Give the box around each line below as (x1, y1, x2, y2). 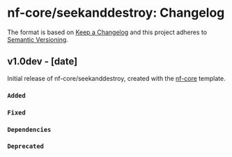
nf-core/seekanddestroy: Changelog (7, 5, 225, 21)
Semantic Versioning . (7, 35, 68, 43)
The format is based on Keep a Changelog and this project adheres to (7, 28, 208, 36)
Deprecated (7, 142, 44, 151)
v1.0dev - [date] (7, 56, 78, 68)
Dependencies (7, 126, 52, 133)
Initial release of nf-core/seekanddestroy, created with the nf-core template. (7, 74, 226, 82)
